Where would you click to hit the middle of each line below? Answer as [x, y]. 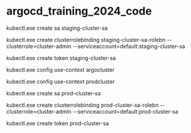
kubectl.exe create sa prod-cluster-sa [54, 93]
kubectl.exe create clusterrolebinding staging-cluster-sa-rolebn [86, 39]
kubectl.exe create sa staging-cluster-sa [57, 28]
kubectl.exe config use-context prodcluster [61, 81]
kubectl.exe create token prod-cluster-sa [58, 123]
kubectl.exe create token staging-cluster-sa [61, 58]
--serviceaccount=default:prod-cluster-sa [125, 111]
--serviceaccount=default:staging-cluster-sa [129, 46]
